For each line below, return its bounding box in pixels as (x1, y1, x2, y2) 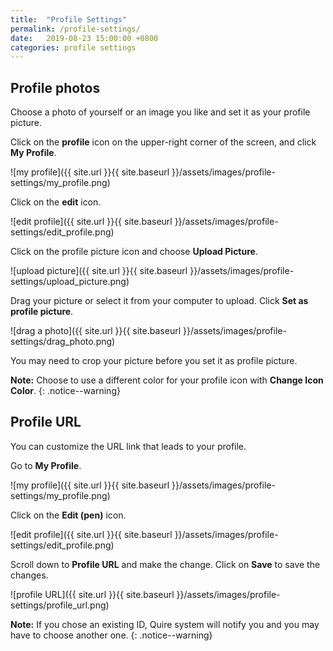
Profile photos (10, 79, 101, 96)
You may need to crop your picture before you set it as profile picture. (10, 355, 298, 367)
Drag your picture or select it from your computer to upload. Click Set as (10, 295, 309, 307)
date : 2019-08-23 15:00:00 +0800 (10, 33, 159, 43)
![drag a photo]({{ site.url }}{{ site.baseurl (10, 325, 182, 337)
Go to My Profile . (10, 459, 82, 471)
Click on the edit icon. (10, 196, 102, 208)
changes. (10, 569, 49, 581)
